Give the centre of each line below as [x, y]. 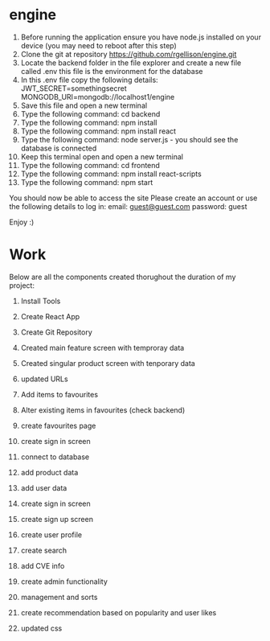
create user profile [51, 534]
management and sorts [59, 597]
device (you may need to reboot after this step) [99, 45]
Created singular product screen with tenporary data [108, 363]
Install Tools [41, 301]
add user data [44, 487]
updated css [41, 628]
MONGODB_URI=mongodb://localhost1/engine [98, 97]
